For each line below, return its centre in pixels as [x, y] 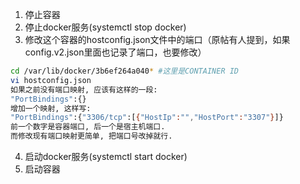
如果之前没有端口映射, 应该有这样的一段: [84, 89]
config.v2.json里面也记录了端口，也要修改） [115, 52]
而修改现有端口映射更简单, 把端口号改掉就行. [91, 136]
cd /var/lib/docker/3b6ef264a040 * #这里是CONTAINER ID [125, 71]
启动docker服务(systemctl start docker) [106, 156]
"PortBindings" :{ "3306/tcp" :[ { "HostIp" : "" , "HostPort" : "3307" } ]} [147, 118]
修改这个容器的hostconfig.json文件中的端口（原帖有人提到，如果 [157, 39]
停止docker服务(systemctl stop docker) [105, 27]
